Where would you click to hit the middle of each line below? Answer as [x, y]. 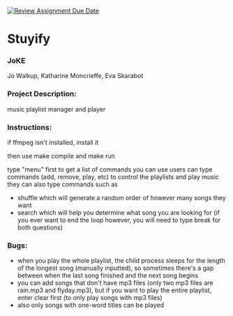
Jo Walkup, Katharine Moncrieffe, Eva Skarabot [75, 76]
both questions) [40, 227]
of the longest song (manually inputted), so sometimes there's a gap [115, 268]
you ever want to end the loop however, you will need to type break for [119, 220]
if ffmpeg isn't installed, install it [53, 142]
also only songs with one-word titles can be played [90, 305]
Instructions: [30, 127]
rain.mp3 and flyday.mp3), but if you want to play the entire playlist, [114, 290]
